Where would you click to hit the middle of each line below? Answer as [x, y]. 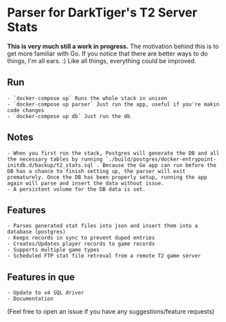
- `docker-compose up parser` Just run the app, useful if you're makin [113, 104]
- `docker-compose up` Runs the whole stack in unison [87, 98]
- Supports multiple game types [53, 250]
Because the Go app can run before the [159, 165]
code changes [26, 110]
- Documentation [30, 299]
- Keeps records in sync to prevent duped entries [81, 238]
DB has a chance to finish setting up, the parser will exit [97, 171]
